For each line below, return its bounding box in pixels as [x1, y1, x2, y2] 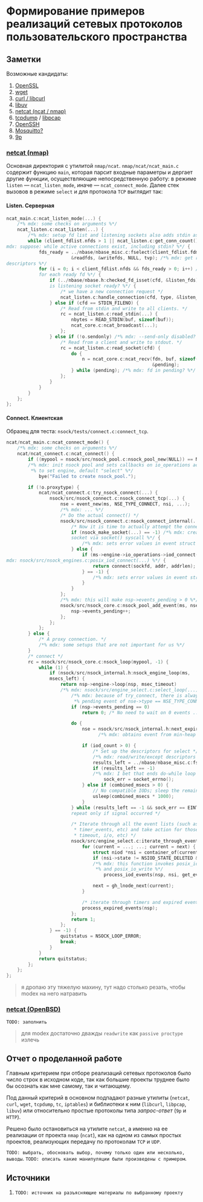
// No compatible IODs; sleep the [92, 788, 180, 794]
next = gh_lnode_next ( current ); [92, 883, 174, 889]
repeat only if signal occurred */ [71, 810, 161, 816]
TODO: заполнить [6, 1019, 47, 1025]
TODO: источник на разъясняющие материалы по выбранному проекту [14, 1190, 183, 1196]
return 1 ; [71, 916, 96, 922]
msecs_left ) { [49, 676, 85, 682]
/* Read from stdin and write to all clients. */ [60, 305, 188, 311]
